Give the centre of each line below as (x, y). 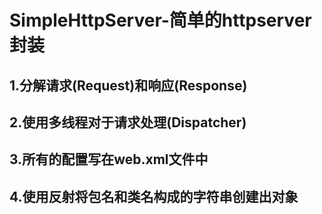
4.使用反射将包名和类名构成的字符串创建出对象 (154, 196)
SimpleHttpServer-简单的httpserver (160, 20)
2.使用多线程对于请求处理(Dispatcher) (128, 122)
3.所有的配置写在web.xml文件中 (109, 159)
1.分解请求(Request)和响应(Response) (128, 85)
